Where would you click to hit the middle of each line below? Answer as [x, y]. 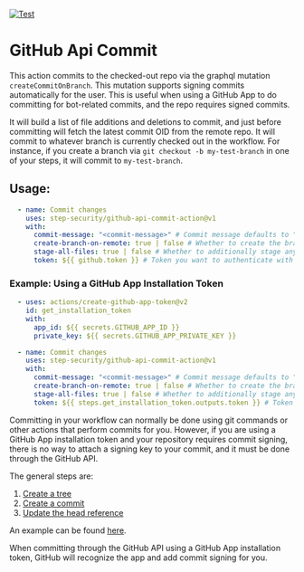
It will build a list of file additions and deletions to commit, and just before [146, 121]
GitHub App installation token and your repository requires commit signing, [148, 439]
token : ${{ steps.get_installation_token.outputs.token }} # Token [163, 403]
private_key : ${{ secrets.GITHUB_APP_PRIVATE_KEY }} [135, 336]
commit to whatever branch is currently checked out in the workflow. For [145, 141]
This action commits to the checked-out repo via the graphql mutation [140, 75]
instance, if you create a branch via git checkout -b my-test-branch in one [149, 150]
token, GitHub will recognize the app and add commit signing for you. [139, 558]
